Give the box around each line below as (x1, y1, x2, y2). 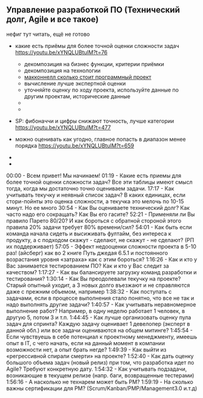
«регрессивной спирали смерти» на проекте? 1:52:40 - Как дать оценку (6, 352, 194, 360)
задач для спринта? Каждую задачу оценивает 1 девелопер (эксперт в (6, 320, 190, 327)
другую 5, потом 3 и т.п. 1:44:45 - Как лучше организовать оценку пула (6, 314, 191, 321)
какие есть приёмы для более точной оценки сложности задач (15, 42, 180, 49)
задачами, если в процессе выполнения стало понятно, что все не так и (6, 294, 195, 302)
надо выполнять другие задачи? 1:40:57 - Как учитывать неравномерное (6, 300, 196, 308)
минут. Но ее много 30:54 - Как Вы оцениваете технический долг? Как (6, 204, 190, 211)
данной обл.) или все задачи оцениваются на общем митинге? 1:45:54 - (6, 326, 193, 334)
